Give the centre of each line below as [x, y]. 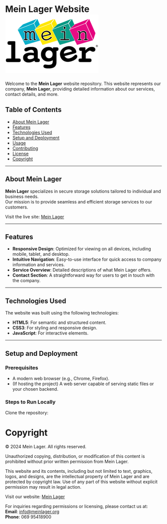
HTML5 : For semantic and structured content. [59, 322]
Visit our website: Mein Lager [35, 497]
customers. [17, 207]
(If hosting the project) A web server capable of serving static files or [83, 384]
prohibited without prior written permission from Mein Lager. [67, 462]
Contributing [25, 148]
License [20, 153]
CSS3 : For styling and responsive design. [55, 328]
